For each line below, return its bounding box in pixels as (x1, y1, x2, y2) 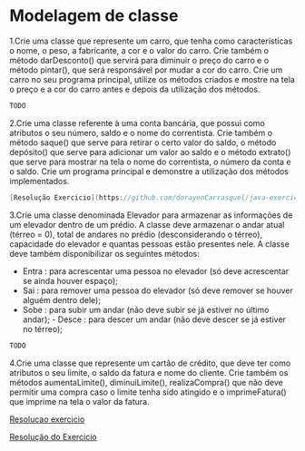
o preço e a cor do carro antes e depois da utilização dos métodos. (9, 83, 261, 94)
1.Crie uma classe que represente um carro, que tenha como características (9, 35, 293, 46)
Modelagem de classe (9, 5, 179, 26)
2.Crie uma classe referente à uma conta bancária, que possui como (9, 117, 265, 128)
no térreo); (22, 323, 64, 334)
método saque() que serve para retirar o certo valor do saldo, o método (9, 137, 277, 148)
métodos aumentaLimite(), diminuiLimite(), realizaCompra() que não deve (9, 377, 283, 387)
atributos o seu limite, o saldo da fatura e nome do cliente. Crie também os (9, 367, 289, 377)
